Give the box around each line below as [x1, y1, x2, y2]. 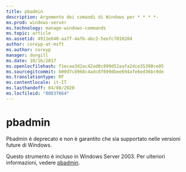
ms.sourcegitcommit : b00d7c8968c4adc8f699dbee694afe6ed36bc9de [6, 69, 164, 75]
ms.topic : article [6, 31, 51, 36]
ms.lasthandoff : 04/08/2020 [6, 85, 75, 91]
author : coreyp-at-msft [6, 42, 65, 48]
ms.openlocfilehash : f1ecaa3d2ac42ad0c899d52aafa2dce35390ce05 [6, 63, 164, 69]
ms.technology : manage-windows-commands [6, 25, 107, 31]
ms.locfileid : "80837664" [6, 90, 69, 96]
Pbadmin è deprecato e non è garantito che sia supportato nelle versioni [6, 135, 181, 142]
